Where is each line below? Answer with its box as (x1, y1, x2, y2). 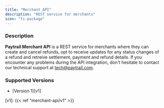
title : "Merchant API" (5, 7, 52, 12)
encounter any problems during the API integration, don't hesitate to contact (5, 59, 160, 65)
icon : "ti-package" (5, 16, 45, 21)
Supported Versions (5, 77, 54, 83)
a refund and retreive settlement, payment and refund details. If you (5, 54, 142, 60)
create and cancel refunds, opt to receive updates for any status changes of (5, 49, 160, 54)
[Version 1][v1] (12, 88, 42, 94)
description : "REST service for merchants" (5, 12, 96, 17)
